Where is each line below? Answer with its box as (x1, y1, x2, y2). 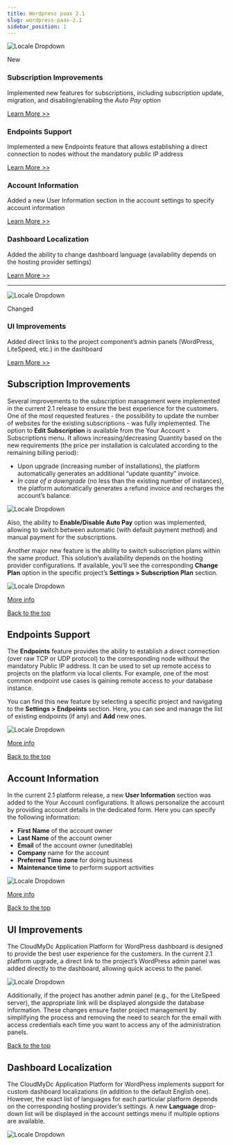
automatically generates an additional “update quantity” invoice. (17, 469, 200, 477)
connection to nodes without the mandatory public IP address (7, 150, 184, 158)
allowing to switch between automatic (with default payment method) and (7, 525, 218, 534)
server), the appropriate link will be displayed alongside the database (7, 999, 205, 1007)
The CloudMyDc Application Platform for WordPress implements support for (7, 1080, 225, 1088)
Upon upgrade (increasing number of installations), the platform (17, 462, 200, 470)
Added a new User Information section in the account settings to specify (7, 196, 215, 205)
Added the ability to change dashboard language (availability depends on (7, 250, 216, 259)
